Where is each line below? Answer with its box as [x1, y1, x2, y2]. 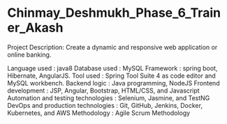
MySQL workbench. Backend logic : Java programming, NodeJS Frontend [7, 78, 220, 87]
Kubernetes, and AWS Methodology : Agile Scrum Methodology [7, 109, 191, 117]
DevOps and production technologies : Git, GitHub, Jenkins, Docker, [7, 101, 203, 109]
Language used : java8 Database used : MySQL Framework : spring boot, [7, 64, 218, 72]
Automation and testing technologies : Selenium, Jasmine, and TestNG [7, 93, 210, 102]
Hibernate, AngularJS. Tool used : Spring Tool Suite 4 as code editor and [7, 71, 217, 80]
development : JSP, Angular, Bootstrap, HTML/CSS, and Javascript [7, 86, 200, 95]
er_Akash [7, 20, 64, 36]
